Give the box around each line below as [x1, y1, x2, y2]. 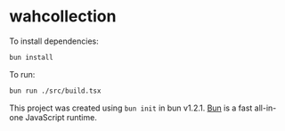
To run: [9, 69, 36, 79]
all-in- [254, 102, 277, 113]
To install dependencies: [9, 36, 100, 46]
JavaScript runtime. [25, 111, 98, 122]
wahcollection [9, 6, 117, 27]
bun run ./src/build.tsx [9, 86, 102, 95]
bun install [9, 53, 53, 61]
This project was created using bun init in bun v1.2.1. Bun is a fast [9, 102, 253, 113]
